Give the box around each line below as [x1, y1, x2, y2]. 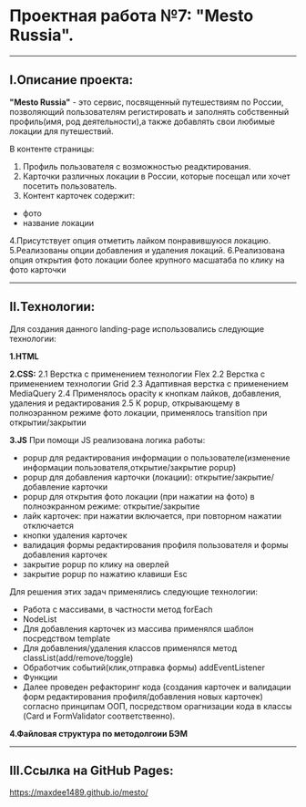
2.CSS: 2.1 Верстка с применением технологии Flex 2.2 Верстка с [9, 368, 266, 379]
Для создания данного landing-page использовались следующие [9, 323, 265, 334]
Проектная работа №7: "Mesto [9, 5, 254, 26]
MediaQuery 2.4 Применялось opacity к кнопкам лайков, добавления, [9, 388, 282, 398]
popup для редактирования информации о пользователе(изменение [22, 452, 291, 463]
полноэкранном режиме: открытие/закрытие [22, 501, 200, 512]
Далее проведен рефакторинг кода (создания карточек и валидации [22, 681, 291, 692]
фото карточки [9, 264, 66, 274]
